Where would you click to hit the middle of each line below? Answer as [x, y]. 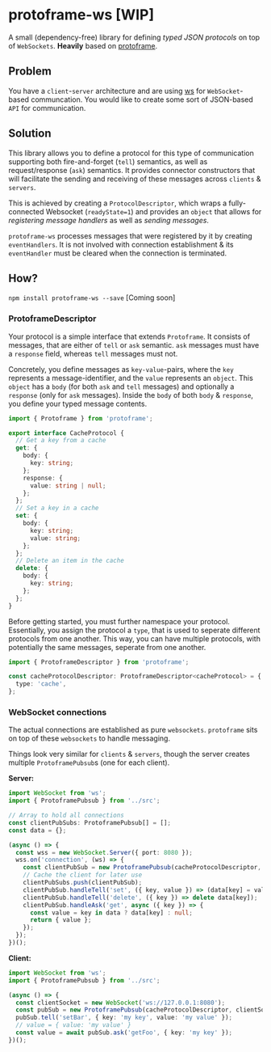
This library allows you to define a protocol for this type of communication [131, 153]
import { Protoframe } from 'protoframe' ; [81, 418]
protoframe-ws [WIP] [81, 15]
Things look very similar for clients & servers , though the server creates [129, 754]
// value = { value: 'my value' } [73, 1025]
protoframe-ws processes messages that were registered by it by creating [130, 235]
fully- [237, 203]
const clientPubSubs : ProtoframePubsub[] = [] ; [90, 822]
